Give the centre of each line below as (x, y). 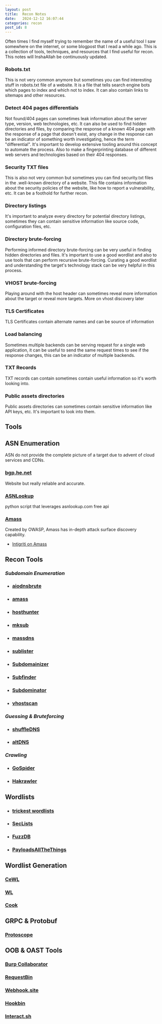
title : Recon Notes (26, 14)
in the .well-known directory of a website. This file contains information (76, 183)
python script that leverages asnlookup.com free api (57, 506)
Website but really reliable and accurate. (45, 483)
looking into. (17, 383)
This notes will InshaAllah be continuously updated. (56, 57)
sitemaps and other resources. (36, 96)
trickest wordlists (33, 811)
